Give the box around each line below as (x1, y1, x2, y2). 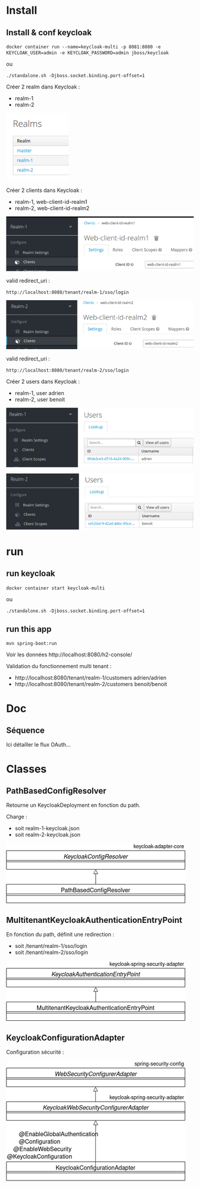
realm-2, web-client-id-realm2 (14, 204, 90, 212)
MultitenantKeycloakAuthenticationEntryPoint (6, 915, 183, 925)
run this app (6, 624, 52, 634)
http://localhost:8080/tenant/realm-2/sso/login (6, 367, 129, 374)
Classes (6, 762, 47, 776)
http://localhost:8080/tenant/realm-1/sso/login (6, 289, 129, 296)
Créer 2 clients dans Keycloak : (6, 186, 83, 194)
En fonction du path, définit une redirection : (6, 931, 114, 938)
